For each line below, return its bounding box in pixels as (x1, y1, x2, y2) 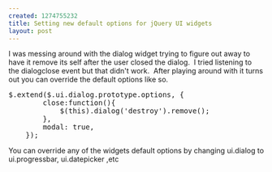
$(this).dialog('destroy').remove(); (59, 107, 210, 115)
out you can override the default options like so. (8, 74, 169, 85)
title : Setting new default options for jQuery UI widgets (8, 19, 213, 27)
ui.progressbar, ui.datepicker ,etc (8, 154, 119, 164)
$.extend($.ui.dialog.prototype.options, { (8, 90, 184, 99)
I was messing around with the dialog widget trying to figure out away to (8, 49, 250, 59)
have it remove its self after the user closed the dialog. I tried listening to (8, 57, 253, 67)
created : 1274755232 (8, 11, 79, 20)
